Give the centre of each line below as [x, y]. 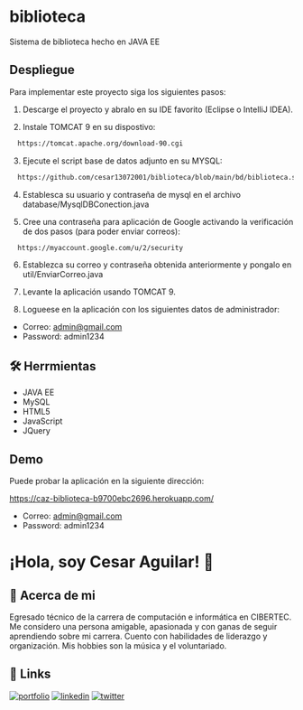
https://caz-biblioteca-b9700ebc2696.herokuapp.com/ [112, 498]
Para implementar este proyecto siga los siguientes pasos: [118, 91]
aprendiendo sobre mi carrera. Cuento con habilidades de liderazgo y [138, 636]
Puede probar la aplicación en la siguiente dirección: [107, 481]
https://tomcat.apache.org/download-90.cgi [100, 143]
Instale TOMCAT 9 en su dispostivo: [89, 126]
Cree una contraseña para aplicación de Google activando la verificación [158, 221]
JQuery [37, 431]
